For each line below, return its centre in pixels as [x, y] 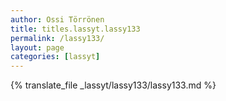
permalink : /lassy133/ [57, 38]
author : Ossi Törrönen [57, 19]
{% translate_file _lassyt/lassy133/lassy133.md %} [113, 85]
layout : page [37, 47]
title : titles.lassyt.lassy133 [75, 29]
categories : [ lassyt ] [55, 57]
